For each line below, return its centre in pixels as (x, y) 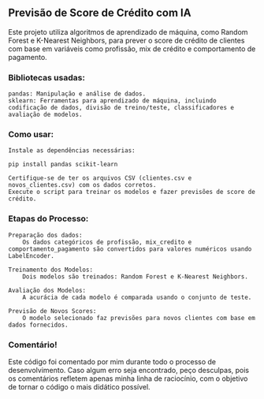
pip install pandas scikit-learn (63, 165)
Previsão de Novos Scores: (52, 311)
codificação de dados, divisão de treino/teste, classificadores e (121, 108)
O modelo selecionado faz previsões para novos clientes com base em (139, 318)
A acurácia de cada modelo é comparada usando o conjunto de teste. (137, 297)
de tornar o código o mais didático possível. (80, 387)
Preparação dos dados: (45, 235)
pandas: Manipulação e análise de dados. (77, 94)
